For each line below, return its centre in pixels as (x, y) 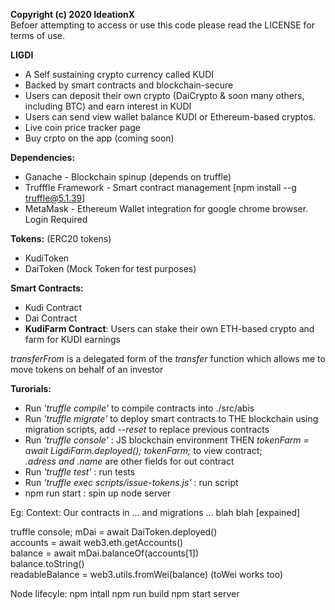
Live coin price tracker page (83, 127)
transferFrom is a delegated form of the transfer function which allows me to (168, 358)
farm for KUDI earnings (72, 339)
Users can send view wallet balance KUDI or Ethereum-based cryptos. (170, 117)
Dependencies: (43, 157)
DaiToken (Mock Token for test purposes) (110, 268)
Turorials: (31, 388)
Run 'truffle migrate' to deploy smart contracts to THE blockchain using (171, 418)
